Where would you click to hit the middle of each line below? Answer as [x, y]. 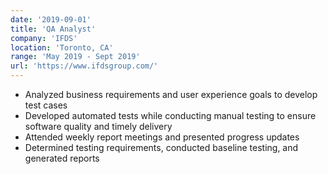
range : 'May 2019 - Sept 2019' [75, 57]
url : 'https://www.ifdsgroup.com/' [84, 66]
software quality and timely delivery [98, 126]
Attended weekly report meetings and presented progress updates [162, 137]
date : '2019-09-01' [51, 19]
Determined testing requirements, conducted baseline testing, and [161, 147]
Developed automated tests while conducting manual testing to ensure [170, 115]
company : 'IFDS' [44, 38]
